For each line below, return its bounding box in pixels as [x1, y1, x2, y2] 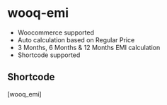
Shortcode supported [17, 51, 81, 59]
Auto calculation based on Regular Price [17, 35, 135, 44]
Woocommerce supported [17, 28, 94, 37]
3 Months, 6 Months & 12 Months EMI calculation [17, 43, 161, 51]
